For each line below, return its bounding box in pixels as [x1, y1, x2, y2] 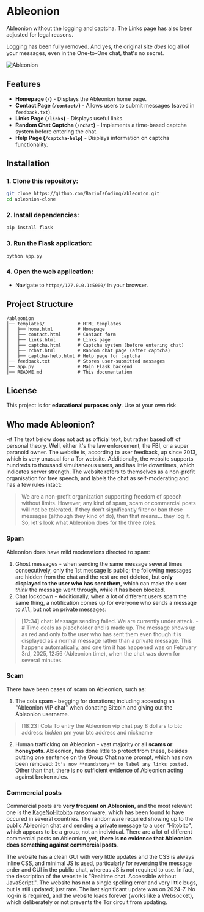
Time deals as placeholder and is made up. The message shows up [26, 624, 196, 631]
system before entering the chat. [15, 127, 98, 135]
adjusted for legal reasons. [6, 31, 73, 38]
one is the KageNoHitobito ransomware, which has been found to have [6, 809, 184, 816]
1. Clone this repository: [6, 177, 78, 185]
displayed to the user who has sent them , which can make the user [15, 579, 187, 587]
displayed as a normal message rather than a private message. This [21, 637, 192, 644]
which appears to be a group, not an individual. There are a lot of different [6, 828, 192, 836]
